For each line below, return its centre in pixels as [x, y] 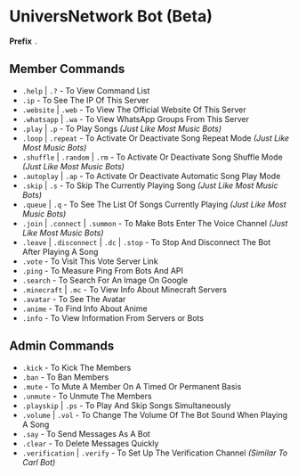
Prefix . [24, 41]
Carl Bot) [39, 462]
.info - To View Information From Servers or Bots [113, 317]
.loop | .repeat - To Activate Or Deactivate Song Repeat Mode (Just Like [156, 138]
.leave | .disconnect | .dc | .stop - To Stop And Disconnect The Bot [146, 242]
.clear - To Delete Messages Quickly [90, 443]
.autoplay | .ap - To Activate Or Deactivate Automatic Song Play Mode [151, 176]
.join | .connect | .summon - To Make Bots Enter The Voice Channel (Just [155, 223]
